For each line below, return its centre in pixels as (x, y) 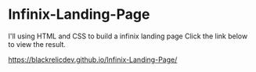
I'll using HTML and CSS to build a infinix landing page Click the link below (128, 36)
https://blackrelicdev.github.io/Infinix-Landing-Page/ (93, 59)
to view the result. (37, 44)
